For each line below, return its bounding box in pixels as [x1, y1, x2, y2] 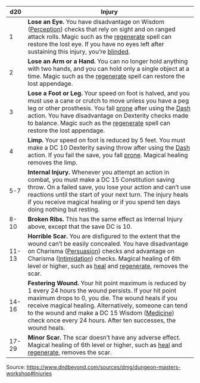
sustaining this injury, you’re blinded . [27, 48, 130, 55]
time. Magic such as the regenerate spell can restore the [27, 72, 186, 80]
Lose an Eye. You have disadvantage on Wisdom [27, 18, 165, 26]
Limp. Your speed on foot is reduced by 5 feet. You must [27, 136, 186, 144]
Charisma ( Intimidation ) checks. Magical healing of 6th [27, 254, 181, 263]
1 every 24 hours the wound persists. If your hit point [27, 287, 177, 294]
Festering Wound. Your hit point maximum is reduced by [27, 279, 186, 287]
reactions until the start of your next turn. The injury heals [27, 191, 189, 198]
